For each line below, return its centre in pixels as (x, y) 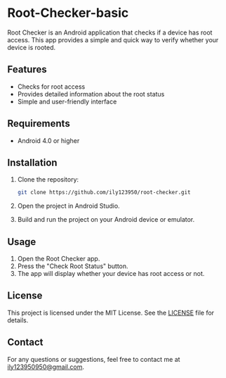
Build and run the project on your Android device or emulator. (106, 220)
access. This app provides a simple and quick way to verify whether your (113, 39)
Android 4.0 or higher (48, 140)
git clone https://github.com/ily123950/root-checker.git (104, 193)
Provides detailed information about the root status (91, 94)
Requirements (39, 124)
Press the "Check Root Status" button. (73, 266)
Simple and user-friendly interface (67, 101)
